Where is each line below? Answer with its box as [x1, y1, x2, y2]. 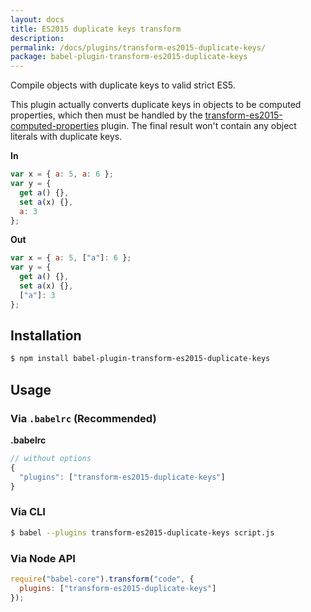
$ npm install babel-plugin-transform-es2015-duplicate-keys [10, 354, 271, 364]
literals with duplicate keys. [10, 131, 123, 143]
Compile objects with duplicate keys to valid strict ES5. [10, 79, 236, 91]
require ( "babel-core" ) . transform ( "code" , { [10, 574, 195, 584]
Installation [10, 327, 82, 345]
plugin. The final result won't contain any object [100, 120, 297, 132]
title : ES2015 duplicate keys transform [10, 24, 182, 34]
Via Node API [10, 551, 76, 565]
